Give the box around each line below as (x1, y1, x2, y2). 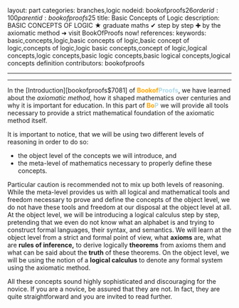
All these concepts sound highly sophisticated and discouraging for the (7, 277, 217, 285)
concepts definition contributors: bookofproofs (7, 59, 145, 67)
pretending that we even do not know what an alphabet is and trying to (7, 218, 215, 226)
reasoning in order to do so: (7, 138, 89, 146)
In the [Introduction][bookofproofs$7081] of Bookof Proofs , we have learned (7, 86, 231, 95)
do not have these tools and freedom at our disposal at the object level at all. (7, 203, 232, 211)
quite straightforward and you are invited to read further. (7, 292, 173, 301)
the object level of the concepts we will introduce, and (17, 152, 177, 159)
